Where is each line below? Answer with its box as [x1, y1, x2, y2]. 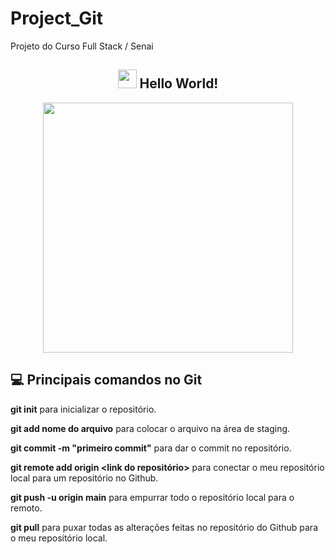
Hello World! [139, 75, 219, 92]
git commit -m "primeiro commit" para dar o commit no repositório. [10, 442, 292, 454]
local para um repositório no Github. [10, 472, 159, 484]
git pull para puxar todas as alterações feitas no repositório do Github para [10, 521, 318, 533]
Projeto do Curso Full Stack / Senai [10, 40, 154, 52]
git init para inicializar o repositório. [10, 403, 157, 415]
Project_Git [10, 7, 104, 30]
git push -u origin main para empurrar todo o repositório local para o [10, 491, 295, 503]
